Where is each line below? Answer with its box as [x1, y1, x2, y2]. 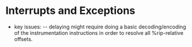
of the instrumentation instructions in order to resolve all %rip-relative [14, 29, 184, 36]
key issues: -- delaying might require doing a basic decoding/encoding [14, 23, 186, 30]
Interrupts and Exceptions [5, 4, 135, 17]
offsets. [14, 35, 33, 42]
